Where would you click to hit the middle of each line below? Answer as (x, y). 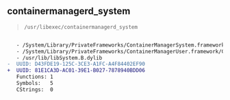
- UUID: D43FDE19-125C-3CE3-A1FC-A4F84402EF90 (76, 64)
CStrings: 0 (35, 89)
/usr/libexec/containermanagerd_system (81, 27)
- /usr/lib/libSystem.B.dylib (59, 58)
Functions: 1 (35, 77)
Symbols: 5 (35, 84)
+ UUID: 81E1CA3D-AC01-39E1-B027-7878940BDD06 (76, 71)
